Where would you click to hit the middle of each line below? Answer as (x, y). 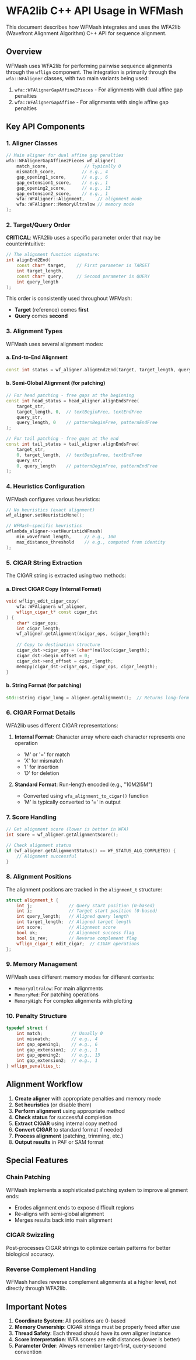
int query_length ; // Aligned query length (73, 917)
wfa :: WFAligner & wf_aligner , (52, 607)
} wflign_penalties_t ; (34, 1066)
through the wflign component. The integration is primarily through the (91, 72)
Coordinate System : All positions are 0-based (70, 1320)
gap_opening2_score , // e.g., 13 (64, 188)
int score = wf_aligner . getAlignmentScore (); (62, 835)
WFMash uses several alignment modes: (55, 344)
